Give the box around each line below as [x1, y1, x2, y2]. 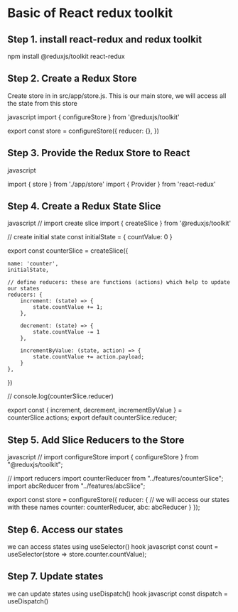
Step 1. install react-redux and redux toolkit [7, 33, 202, 45]
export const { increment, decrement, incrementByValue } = [7, 406, 183, 415]
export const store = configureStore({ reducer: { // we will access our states [7, 496, 229, 504]
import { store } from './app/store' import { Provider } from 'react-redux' [7, 180, 216, 188]
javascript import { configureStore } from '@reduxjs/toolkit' [7, 112, 180, 121]
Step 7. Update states [7, 570, 104, 583]
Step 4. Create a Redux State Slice [7, 200, 161, 212]
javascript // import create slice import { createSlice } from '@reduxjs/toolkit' [7, 219, 232, 228]
